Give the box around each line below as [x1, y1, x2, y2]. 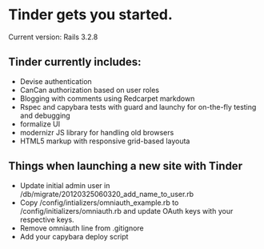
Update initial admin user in [19, 180, 110, 190]
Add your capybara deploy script [19, 231, 129, 241]
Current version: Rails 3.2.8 [8, 32, 98, 42]
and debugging [19, 110, 70, 120]
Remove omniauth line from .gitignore [19, 223, 144, 233]
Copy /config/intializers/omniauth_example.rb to [19, 198, 179, 207]
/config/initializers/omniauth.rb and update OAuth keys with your [19, 206, 234, 215]
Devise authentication [19, 76, 92, 86]
